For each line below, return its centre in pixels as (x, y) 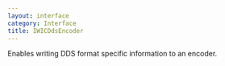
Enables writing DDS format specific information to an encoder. (112, 54)
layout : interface (38, 16)
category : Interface (42, 23)
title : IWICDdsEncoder (46, 31)
